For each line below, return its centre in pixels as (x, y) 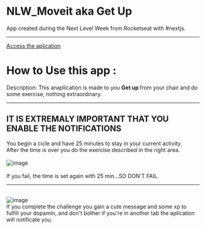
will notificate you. (29, 219)
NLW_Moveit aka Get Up (69, 11)
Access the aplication (34, 46)
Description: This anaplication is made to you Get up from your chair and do (102, 88)
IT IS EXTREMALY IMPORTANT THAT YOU (88, 119)
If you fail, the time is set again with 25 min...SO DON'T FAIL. (83, 176)
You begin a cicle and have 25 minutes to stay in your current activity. (94, 143)
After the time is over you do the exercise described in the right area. (93, 150)
